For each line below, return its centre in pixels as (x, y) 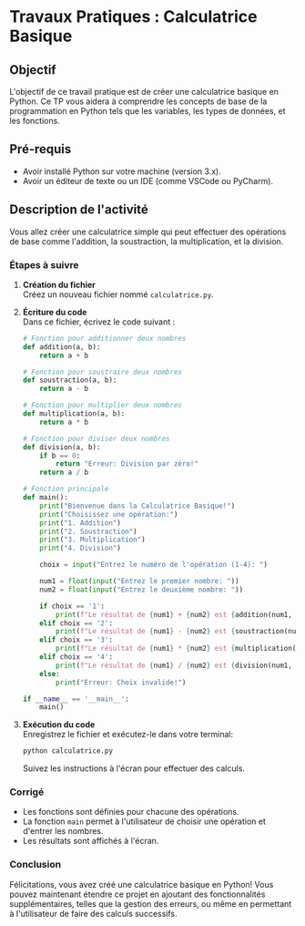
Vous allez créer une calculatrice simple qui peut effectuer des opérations (148, 231)
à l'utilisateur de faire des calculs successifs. (93, 913)
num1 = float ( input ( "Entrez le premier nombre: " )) (139, 581)
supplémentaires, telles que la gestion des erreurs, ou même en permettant (151, 903)
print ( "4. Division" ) (80, 549)
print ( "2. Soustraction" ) (89, 531)
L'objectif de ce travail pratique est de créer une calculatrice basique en (144, 92)
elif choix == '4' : (76, 657)
